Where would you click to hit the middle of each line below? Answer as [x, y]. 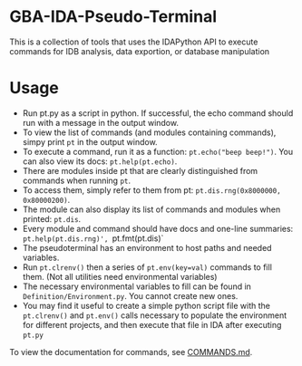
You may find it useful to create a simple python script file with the [146, 305]
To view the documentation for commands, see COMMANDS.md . [131, 352]
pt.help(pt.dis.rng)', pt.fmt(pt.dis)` [93, 238]
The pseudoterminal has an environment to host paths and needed [147, 247]
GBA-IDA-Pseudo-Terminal [113, 17]
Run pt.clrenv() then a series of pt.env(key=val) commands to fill [147, 267]
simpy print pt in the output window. [90, 141]
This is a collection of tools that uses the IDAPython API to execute [134, 42]
